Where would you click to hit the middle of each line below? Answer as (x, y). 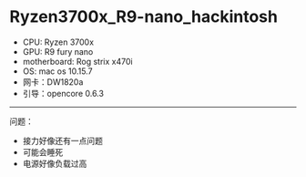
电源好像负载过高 (55, 163)
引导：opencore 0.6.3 (63, 93)
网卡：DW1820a (53, 82)
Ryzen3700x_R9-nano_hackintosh (143, 17)
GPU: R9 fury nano (58, 51)
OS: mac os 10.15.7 (57, 71)
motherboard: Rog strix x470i (78, 61)
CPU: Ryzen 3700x (58, 42)
